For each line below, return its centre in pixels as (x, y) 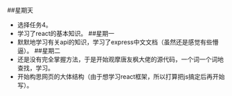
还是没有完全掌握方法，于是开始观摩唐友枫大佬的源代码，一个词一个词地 (120, 59)
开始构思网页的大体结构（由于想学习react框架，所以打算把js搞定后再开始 (121, 77)
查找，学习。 (35, 68)
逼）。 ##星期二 (39, 51)
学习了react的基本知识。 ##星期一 (66, 33)
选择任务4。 (34, 25)
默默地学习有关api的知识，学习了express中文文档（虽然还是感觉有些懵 (118, 42)
